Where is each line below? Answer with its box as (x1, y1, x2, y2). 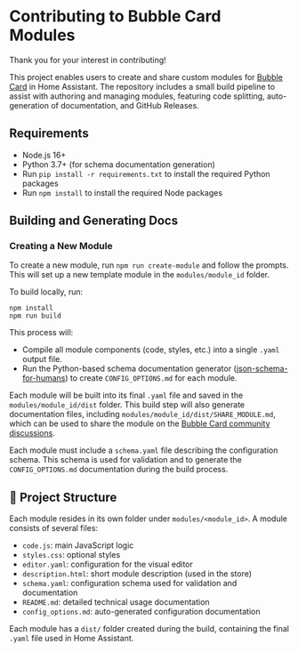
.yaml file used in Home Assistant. (9, 633, 134, 644)
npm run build (9, 311, 62, 321)
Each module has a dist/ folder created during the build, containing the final (9, 624, 289, 634)
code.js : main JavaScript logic (21, 540, 134, 551)
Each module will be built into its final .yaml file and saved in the (9, 390, 244, 401)
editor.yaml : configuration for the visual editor (21, 559, 194, 570)
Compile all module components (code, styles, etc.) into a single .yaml (21, 344, 280, 355)
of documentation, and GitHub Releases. (50, 100, 200, 110)
